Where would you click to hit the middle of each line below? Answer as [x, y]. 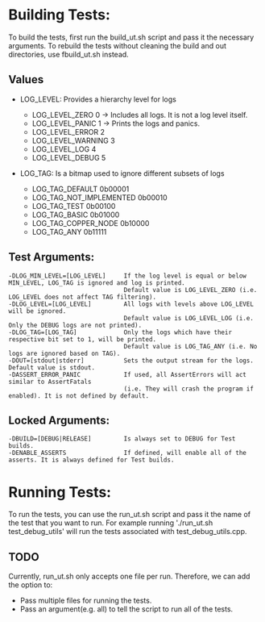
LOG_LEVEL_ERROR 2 [68, 131]
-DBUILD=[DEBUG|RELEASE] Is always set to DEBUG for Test [122, 439]
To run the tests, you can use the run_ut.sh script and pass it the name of [130, 515]
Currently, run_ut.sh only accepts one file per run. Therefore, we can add [129, 576]
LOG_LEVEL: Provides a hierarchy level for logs [98, 99]
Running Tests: [60, 492]
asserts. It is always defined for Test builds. [91, 460]
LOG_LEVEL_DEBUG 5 [69, 157]
